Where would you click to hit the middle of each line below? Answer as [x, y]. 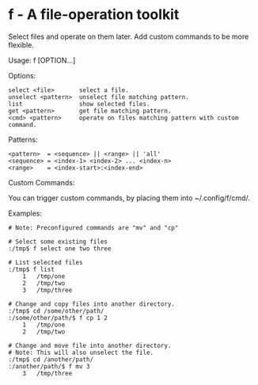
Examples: [25, 213]
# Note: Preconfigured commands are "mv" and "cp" [93, 227]
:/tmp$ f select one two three [60, 248]
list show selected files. [79, 104]
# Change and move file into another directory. [90, 345]
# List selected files [46, 262]
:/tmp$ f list [32, 269]
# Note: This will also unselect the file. [81, 353]
